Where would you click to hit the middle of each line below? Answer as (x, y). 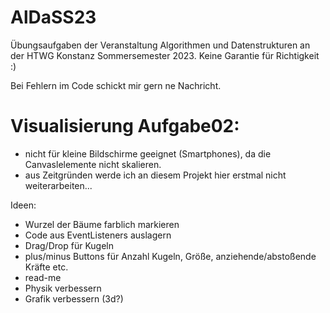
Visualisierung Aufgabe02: (125, 126)
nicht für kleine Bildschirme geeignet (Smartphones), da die (148, 153)
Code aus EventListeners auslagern (98, 235)
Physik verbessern (63, 288)
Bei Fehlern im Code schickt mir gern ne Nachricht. (116, 85)
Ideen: (23, 205)
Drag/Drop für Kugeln (69, 245)
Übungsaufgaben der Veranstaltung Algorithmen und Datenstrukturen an (160, 45)
